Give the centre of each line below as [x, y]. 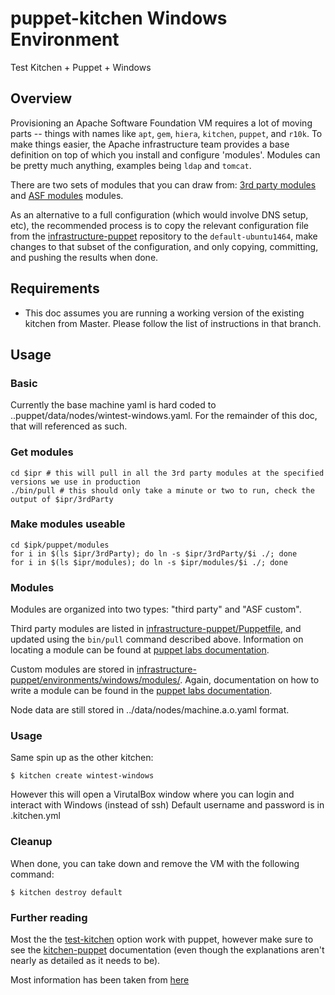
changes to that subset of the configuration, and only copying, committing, [164, 246]
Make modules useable [68, 524]
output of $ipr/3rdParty [62, 499]
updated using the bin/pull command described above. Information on [157, 639]
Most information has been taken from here [100, 980]
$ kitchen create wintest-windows [82, 776]
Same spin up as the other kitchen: [82, 758]
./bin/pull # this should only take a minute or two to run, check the [162, 490]
